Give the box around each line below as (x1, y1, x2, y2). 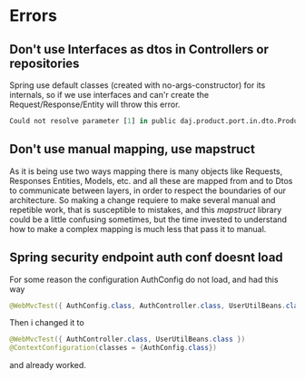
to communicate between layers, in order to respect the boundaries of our (9, 185, 287, 196)
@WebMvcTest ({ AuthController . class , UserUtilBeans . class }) (9, 335, 246, 345)
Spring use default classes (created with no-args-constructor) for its (9, 80, 266, 91)
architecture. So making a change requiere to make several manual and (9, 194, 276, 205)
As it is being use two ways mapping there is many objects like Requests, (9, 165, 283, 177)
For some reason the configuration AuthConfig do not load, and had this (9, 274, 279, 285)
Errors (9, 5, 57, 26)
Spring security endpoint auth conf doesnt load (9, 250, 283, 266)
